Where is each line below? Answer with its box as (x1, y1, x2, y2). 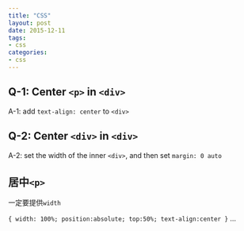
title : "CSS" (8, 11, 51, 20)
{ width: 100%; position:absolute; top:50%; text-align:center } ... (8, 214, 236, 223)
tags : (8, 33, 26, 42)
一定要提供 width (8, 198, 61, 207)
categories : (8, 48, 48, 56)
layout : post (8, 19, 51, 27)
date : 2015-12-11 (8, 26, 66, 34)
